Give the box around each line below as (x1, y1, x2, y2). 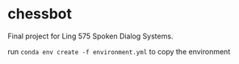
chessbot (7, 5, 73, 23)
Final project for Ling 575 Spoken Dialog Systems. (7, 31, 174, 41)
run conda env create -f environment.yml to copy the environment (7, 46, 231, 56)
